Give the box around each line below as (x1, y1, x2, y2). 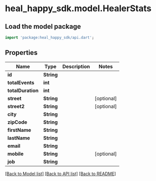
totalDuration (7, 87, 39, 94)
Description (62, 63, 90, 70)
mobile (7, 150, 24, 157)
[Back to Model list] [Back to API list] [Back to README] (5, 171, 116, 177)
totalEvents (7, 79, 35, 86)
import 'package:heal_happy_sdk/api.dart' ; (5, 35, 94, 40)
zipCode (7, 119, 28, 126)
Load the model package (5, 22, 81, 31)
